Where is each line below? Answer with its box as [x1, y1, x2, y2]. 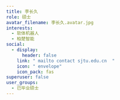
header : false [21, 52, 57, 58]
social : [6, 42, 25, 48]
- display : [11, 47, 38, 53]
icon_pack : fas [17, 69, 54, 75]
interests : [6, 25, 33, 31]
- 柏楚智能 [11, 36, 35, 42]
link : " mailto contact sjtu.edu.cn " [17, 58, 115, 64]
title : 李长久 [6, 8, 38, 15]
